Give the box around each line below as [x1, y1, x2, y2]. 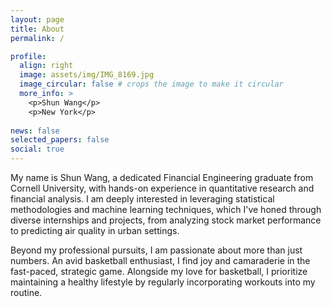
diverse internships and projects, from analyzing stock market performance [10, 214, 322, 226]
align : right [19, 61, 74, 71]
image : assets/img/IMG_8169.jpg [19, 70, 155, 80]
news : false [10, 126, 60, 136]
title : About [10, 24, 65, 34]
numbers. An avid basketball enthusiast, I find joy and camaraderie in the [10, 255, 311, 266]
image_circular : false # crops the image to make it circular [19, 79, 284, 90]
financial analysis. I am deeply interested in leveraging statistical [10, 193, 275, 205]
